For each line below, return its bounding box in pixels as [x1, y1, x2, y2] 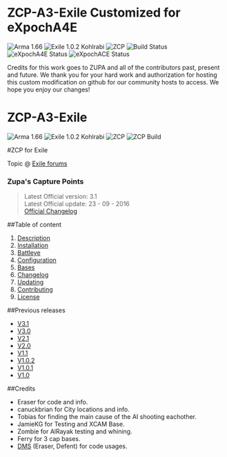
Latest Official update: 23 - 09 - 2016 [23, 199, 130, 208]
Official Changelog [23, 207, 78, 215]
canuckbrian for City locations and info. [17, 405, 130, 413]
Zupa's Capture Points [7, 177, 84, 186]
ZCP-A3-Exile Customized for [7, 5, 181, 21]
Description [17, 234, 50, 242]
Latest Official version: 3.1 [23, 192, 97, 201]
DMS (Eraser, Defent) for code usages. [17, 442, 128, 451]
